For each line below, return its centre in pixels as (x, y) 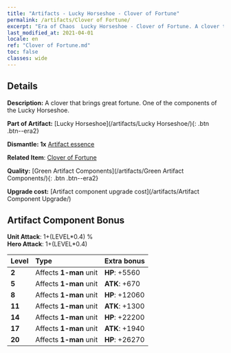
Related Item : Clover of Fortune (52, 157)
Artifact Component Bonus (66, 220)
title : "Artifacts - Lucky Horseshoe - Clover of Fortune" (93, 13)
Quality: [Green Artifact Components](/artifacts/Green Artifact (96, 171)
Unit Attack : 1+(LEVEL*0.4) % (50, 237)
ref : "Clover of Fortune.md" (49, 45)
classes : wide (27, 58)
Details (22, 86)
